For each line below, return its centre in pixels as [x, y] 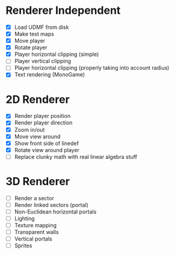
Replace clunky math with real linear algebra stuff [76, 156]
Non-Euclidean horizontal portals [55, 212]
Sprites [23, 246]
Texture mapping [35, 225]
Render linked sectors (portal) [51, 204]
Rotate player [31, 48]
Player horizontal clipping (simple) [57, 54]
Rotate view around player [47, 150]
